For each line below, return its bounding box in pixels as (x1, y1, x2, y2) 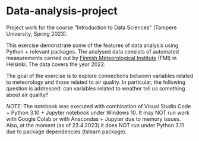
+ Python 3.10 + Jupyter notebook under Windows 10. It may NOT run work (6, 109, 190, 116)
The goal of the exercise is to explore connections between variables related (6, 72, 194, 79)
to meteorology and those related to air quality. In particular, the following (6, 79, 186, 86)
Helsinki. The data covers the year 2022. (6, 61, 106, 68)
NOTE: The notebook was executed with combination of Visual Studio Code (6, 102, 191, 109)
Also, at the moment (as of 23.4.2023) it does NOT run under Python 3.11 (6, 121, 184, 129)
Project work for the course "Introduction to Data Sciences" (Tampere (6, 24, 177, 31)
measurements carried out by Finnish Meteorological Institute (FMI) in (6, 54, 177, 61)
